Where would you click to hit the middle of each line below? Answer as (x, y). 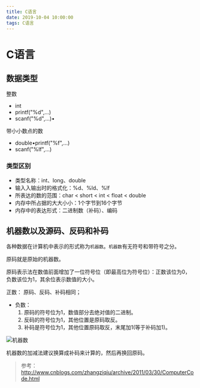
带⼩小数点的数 (25, 131)
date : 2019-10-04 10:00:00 (40, 17)
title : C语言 (22, 12)
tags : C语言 (20, 23)
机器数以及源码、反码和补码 (57, 231)
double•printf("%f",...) (42, 143)
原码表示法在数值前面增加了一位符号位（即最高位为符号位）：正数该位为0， (98, 272)
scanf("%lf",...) (33, 149)
